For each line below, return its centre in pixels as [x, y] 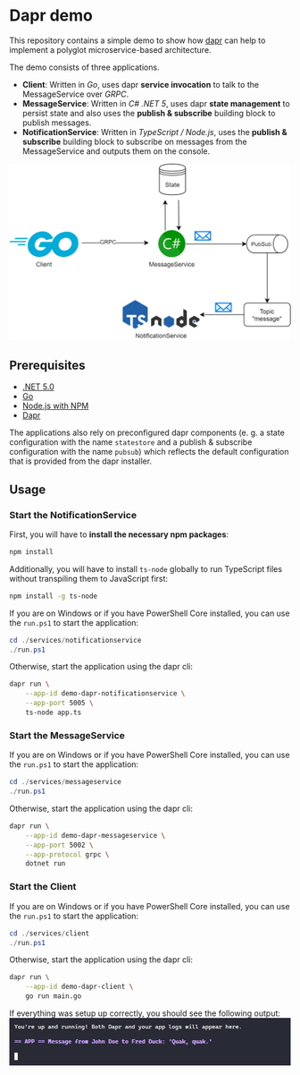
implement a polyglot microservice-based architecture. [110, 49]
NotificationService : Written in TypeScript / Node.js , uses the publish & [154, 132]
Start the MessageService [67, 735]
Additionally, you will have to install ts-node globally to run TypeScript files [146, 568]
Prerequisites [47, 365]
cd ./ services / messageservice [66, 782]
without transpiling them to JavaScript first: [88, 578]
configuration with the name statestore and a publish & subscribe [131, 442]
